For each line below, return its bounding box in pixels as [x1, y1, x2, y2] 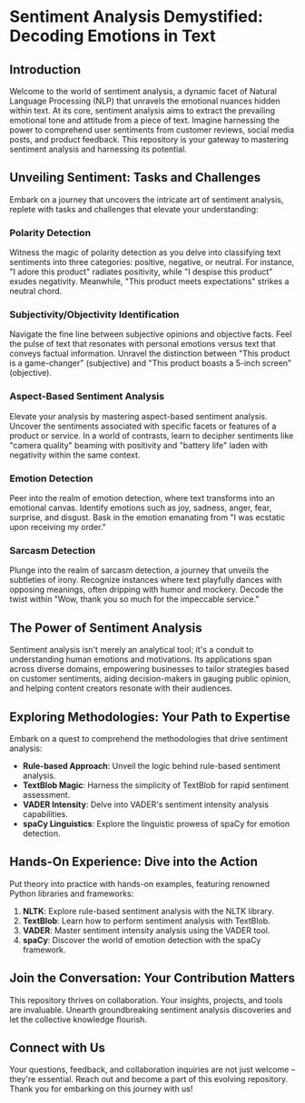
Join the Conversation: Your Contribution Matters [9, 970, 296, 986]
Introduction [9, 62, 82, 77]
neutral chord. [9, 286, 63, 297]
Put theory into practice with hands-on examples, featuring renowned [9, 878, 271, 889]
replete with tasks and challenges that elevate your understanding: [9, 203, 259, 214]
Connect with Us [9, 1039, 106, 1055]
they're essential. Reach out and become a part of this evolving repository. [9, 1074, 289, 1085]
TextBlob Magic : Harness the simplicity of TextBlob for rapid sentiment [22, 779, 290, 791]
